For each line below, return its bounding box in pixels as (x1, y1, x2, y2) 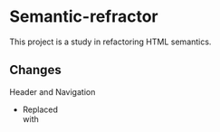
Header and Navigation (9, 86, 96, 97)
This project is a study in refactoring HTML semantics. (9, 36, 212, 47)
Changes (9, 62, 62, 78)
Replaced (22, 104, 59, 115)
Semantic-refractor (9, 6, 158, 27)
